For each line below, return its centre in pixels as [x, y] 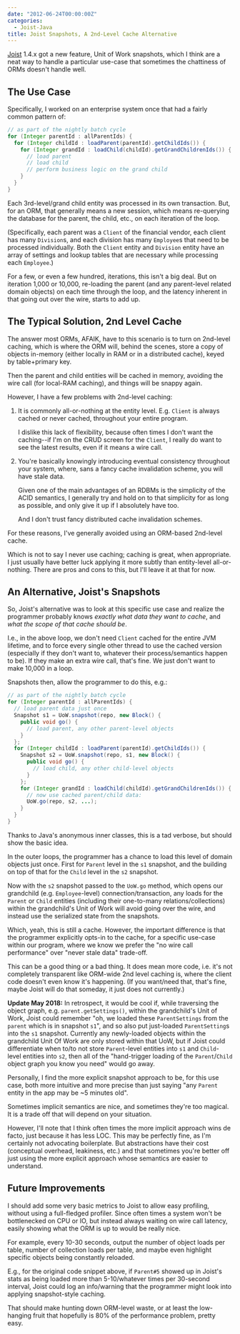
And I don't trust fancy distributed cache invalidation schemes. [110, 519]
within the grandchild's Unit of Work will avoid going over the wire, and [111, 908]
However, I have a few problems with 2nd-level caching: [90, 396]
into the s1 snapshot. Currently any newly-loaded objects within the [106, 1033]
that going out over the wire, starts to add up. [74, 299]
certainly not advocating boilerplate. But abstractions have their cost [108, 1143]
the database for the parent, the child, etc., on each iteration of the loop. [114, 218]
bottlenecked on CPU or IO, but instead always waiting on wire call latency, [117, 1220]
